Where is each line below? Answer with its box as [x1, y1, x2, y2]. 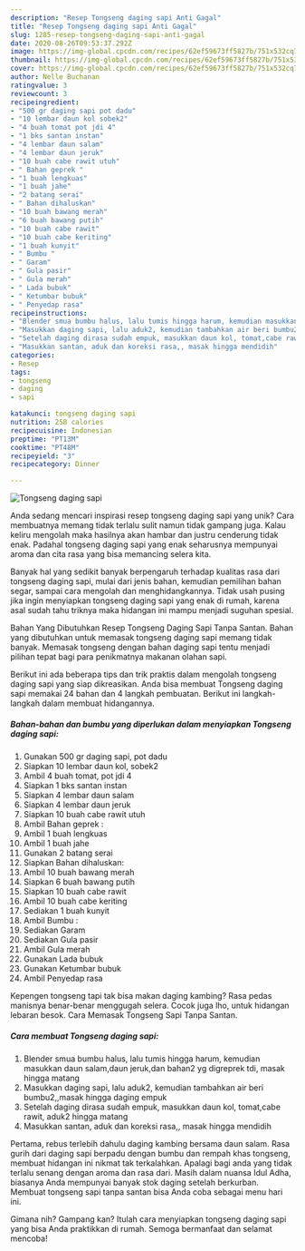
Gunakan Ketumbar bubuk [23, 963, 121, 974]
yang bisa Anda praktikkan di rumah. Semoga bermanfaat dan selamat [10, 1224, 272, 1235]
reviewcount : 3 [10, 89, 68, 98]
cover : [10, 64, 35, 73]
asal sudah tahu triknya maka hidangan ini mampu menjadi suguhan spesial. [10, 605, 294, 616]
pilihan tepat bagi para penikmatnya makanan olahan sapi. [10, 651, 227, 662]
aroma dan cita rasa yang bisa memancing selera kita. [10, 549, 212, 560]
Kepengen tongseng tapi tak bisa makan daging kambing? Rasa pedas [10, 991, 272, 1002]
